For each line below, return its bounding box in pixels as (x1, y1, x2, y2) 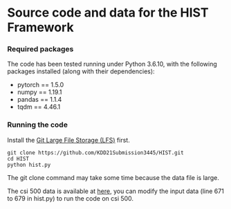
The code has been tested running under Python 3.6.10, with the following (7, 60, 217, 69)
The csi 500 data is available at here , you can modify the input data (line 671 (7, 187, 225, 195)
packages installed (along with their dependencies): (7, 67, 155, 75)
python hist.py (7, 161, 51, 168)
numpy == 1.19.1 (17, 88, 62, 96)
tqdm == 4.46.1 (17, 102, 61, 111)
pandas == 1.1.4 (17, 96, 62, 104)
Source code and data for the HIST (7, 5, 209, 21)
